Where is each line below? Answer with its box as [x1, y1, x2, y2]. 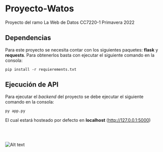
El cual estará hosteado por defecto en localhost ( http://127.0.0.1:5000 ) [5, 117, 151, 123]
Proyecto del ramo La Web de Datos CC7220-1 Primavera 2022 [5, 19, 135, 25]
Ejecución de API [5, 80, 59, 89]
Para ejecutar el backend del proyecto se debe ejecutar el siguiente [5, 94, 144, 100]
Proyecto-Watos [5, 3, 75, 14]
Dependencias [5, 34, 51, 42]
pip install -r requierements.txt [5, 67, 77, 72]
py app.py [5, 108, 26, 113]
